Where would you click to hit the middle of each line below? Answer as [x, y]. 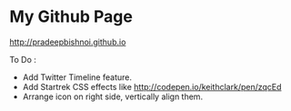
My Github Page [71, 17]
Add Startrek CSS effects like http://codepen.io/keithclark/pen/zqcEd [152, 86]
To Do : [23, 59]
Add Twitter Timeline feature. [77, 77]
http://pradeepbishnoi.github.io [68, 42]
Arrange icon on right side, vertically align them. [112, 96]
